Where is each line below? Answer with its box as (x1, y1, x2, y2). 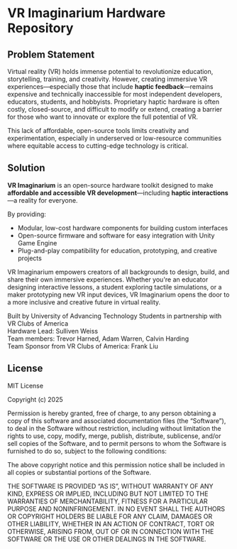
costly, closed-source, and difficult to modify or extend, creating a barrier (7, 105, 223, 113)
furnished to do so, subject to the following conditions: (7, 447, 167, 455)
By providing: (7, 210, 46, 218)
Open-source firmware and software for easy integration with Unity (17, 231, 215, 240)
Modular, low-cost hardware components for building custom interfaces (17, 223, 228, 232)
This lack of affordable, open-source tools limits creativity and (7, 127, 189, 134)
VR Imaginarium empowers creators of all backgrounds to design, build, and (7, 267, 230, 276)
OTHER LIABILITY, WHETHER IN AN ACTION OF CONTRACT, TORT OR (7, 519, 214, 528)
